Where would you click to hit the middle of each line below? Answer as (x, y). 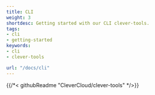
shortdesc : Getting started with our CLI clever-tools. (78, 23)
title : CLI (20, 12)
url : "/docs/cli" (28, 68)
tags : (13, 29)
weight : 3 (19, 18)
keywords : (19, 46)
